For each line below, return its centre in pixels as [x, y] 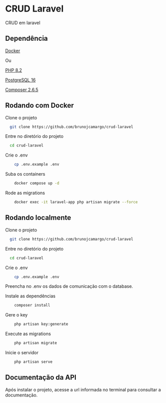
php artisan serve [33, 362]
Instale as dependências [30, 296]
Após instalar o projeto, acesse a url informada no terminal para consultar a [83, 389]
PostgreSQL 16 [21, 80]
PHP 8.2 [14, 70]
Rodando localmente [38, 218]
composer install [32, 305]
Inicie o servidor [22, 352]
